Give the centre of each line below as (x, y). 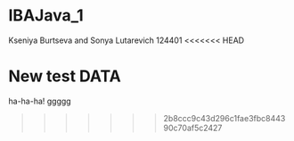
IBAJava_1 (46, 16)
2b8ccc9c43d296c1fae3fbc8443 (225, 118)
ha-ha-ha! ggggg (40, 101)
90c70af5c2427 (193, 128)
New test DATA (65, 76)
